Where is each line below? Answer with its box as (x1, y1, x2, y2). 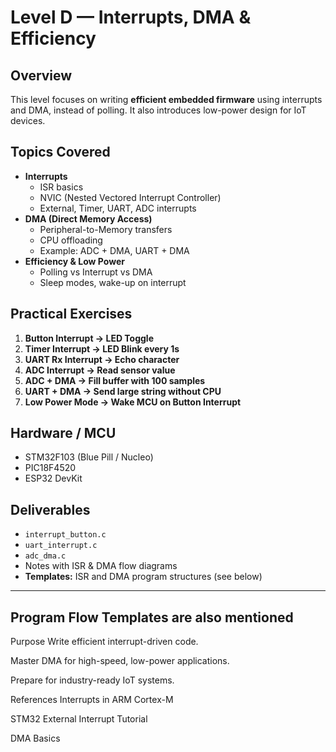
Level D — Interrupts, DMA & (10, 6, 252, 29)
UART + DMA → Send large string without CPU (24, 385, 222, 397)
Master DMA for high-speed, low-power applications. (10, 655, 230, 667)
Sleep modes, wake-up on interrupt (39, 276, 187, 288)
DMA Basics (10, 732, 61, 745)
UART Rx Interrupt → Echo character (24, 353, 180, 365)
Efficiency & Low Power (24, 255, 125, 267)
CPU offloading (39, 234, 103, 246)
